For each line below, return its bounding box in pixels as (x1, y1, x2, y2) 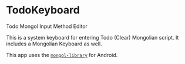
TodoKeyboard (6, 3, 80, 17)
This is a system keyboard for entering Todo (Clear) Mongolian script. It (6, 34, 179, 41)
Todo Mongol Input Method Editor (6, 23, 88, 30)
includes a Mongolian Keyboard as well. (6, 40, 102, 47)
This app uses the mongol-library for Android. (6, 51, 118, 58)
